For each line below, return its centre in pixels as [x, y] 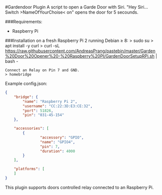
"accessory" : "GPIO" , [62, 137]
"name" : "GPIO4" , [58, 142]
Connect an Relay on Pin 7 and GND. [42, 70]
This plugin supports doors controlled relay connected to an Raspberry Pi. [79, 187]
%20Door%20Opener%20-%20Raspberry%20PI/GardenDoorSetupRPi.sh [80, 56]
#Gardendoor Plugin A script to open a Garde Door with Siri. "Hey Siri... [77, 7]
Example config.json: [26, 83]
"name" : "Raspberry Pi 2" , [50, 101]
